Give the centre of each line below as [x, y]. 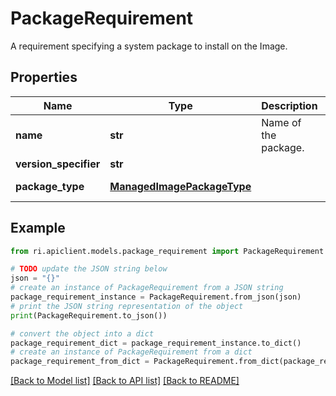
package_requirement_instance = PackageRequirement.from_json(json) [156, 297]
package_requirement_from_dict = [80, 362]
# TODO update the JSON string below [89, 269]
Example [38, 228]
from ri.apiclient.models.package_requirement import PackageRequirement [167, 251]
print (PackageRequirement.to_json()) [89, 315]
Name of [281, 122]
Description [289, 105]
